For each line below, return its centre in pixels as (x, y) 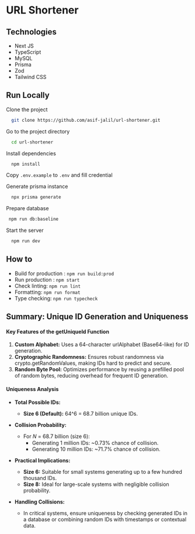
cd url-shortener (32, 142)
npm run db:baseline (34, 219)
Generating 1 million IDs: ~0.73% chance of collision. (95, 443)
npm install (26, 164)
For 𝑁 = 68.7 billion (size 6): (57, 436)
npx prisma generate (36, 197)
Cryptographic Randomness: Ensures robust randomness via (89, 357)
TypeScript (28, 52)
